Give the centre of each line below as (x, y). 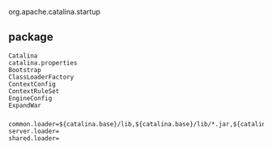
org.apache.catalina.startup (55, 12)
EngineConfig (30, 98)
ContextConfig (32, 84)
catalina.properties (43, 63)
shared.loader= (34, 138)
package (31, 37)
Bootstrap (25, 70)
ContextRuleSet (34, 91)
